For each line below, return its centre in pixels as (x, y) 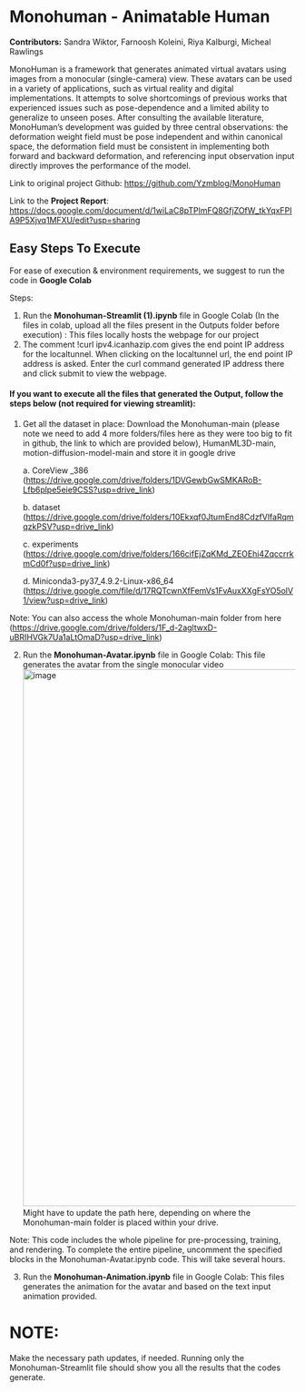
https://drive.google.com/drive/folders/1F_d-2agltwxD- (115, 627)
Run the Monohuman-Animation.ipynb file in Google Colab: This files (153, 1277)
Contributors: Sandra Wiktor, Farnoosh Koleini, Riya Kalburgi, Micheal (140, 42)
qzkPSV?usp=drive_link (67, 526)
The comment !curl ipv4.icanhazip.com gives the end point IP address (153, 344)
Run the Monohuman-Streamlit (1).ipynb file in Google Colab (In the (151, 315)
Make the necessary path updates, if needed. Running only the (127, 1357)
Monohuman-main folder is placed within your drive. (121, 1222)
